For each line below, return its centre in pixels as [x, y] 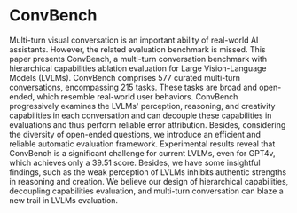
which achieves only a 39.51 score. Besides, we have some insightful [135, 162]
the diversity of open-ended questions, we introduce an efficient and [135, 134]
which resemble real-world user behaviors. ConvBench [137, 96]
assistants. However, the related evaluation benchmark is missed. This [137, 49]
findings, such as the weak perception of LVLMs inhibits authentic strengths [148, 172]
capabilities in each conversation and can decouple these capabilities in [141, 115]
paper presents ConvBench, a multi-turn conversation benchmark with [138, 59]
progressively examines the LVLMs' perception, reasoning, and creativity [142, 106]
